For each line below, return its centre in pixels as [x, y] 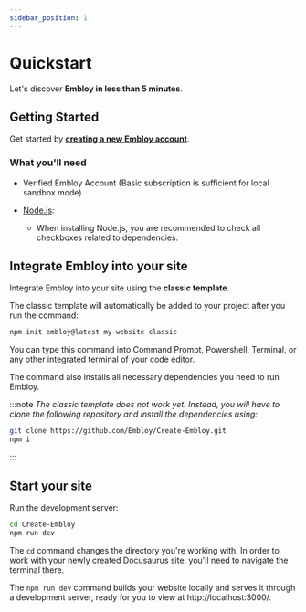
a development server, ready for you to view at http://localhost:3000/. [141, 597]
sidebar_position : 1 [49, 18]
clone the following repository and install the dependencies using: [134, 414]
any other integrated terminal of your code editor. [102, 359]
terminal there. [37, 570]
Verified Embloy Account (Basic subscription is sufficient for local [146, 183]
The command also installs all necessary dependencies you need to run [145, 377]
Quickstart [51, 63]
